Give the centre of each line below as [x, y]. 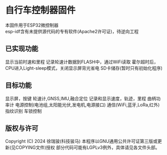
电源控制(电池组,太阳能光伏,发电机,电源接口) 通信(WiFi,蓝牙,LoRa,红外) [87, 105]
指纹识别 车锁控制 [23, 111]
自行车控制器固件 [41, 10]
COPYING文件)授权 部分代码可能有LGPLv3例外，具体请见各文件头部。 [88, 147]
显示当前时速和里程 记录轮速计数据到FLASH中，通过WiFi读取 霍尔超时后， [82, 62]
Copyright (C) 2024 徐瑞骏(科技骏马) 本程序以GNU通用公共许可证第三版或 [81, 141]
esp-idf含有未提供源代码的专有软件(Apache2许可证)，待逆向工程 [72, 31]
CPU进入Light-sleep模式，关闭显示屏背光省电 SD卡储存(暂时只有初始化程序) [84, 68]
